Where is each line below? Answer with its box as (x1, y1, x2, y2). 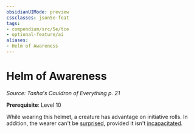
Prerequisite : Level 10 (6, 101, 62, 109)
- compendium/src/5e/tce (6, 26, 69, 32)
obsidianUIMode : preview (6, 9, 69, 15)
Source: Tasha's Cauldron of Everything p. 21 (6, 89, 120, 96)
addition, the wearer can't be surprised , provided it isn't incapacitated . (6, 120, 183, 127)
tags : (6, 20, 20, 26)
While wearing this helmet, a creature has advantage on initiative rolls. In (6, 113, 189, 120)
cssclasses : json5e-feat (6, 15, 69, 21)
